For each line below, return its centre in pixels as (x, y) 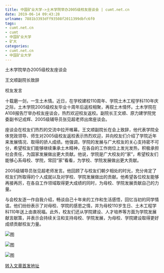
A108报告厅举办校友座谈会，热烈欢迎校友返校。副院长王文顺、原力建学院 (79, 113)
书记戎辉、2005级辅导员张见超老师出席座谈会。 (61, 119)
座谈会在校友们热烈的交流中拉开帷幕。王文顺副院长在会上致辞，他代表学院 (80, 130)
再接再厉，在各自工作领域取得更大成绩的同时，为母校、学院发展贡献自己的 (80, 183)
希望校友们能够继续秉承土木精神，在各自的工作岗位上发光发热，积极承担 (86, 148)
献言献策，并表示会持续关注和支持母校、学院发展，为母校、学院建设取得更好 (82, 218)
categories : (17, 46)
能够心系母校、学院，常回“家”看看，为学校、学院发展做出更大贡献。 (73, 160)
